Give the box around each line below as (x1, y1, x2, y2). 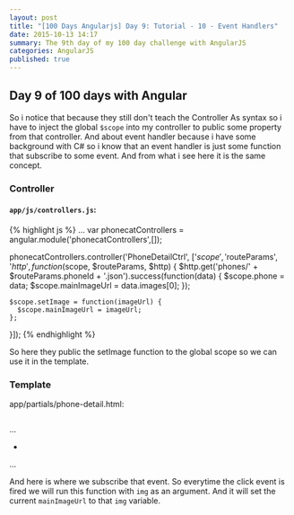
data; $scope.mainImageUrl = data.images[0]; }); (9, 280, 191, 290)
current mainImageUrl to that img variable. (9, 495, 161, 506)
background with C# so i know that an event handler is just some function (9, 140, 281, 151)
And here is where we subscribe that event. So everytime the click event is (9, 476, 285, 487)
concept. (9, 159, 43, 171)
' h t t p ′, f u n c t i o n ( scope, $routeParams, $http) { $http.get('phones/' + (9, 261, 258, 271)
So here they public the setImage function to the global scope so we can (9, 346, 278, 357)
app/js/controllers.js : (9, 204, 97, 216)
